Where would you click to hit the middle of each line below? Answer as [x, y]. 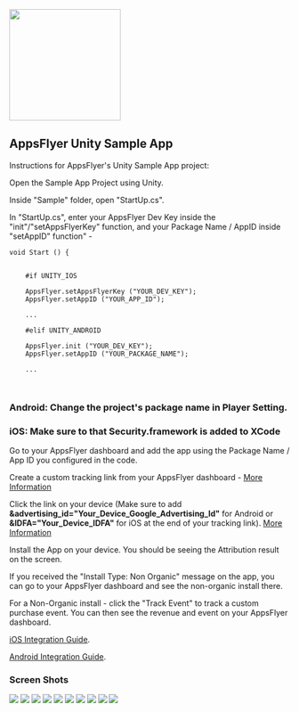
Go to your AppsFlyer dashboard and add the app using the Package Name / [149, 451]
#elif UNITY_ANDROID [63, 330]
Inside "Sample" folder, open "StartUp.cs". [87, 200]
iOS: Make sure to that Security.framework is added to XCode [145, 431]
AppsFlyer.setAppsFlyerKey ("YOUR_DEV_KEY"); [111, 291]
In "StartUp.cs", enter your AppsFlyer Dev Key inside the [113, 217]
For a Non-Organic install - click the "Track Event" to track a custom [134, 603]
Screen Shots [39, 679]
